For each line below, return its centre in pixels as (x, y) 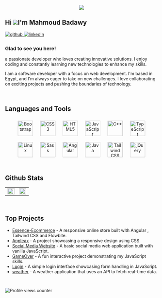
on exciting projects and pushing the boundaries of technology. (68, 84)
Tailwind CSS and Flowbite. (39, 235)
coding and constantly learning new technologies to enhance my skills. (76, 64)
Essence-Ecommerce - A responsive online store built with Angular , (80, 230)
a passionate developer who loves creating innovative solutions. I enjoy (76, 59)
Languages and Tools (38, 109)
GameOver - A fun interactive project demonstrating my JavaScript (79, 256)
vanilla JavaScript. (30, 251)
